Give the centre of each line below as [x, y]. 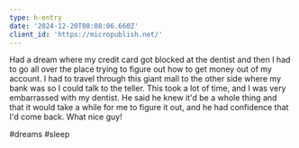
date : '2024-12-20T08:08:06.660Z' [74, 26]
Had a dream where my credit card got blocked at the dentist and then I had [150, 60]
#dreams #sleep [40, 135]
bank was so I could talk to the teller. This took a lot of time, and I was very [148, 88]
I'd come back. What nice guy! [66, 117]
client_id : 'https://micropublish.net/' [86, 34]
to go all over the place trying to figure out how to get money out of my [141, 69]
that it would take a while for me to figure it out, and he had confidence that [149, 108]
